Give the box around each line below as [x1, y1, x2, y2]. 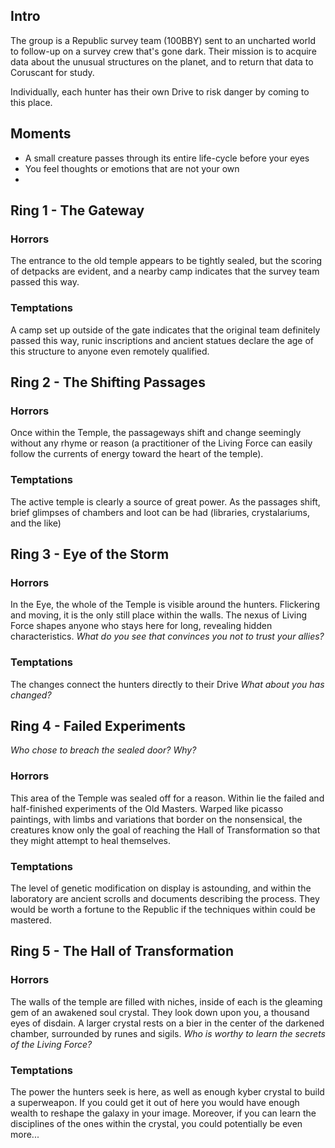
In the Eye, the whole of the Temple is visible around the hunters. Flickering [10, 599, 320, 611]
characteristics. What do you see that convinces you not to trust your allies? [10, 630, 325, 643]
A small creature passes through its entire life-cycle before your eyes [24, 152, 310, 164]
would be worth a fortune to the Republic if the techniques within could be [10, 903, 316, 915]
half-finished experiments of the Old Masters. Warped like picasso [10, 802, 284, 814]
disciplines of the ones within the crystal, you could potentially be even [10, 1117, 303, 1129]
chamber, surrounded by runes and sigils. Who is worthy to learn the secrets [10, 1027, 326, 1039]
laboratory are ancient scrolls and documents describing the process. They [10, 892, 320, 904]
